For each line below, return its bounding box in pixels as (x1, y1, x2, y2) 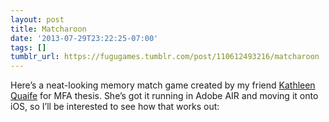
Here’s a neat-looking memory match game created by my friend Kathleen (10, 79, 316, 91)
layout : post (10, 14, 65, 25)
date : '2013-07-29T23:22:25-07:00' (10, 33, 159, 43)
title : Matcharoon (10, 24, 87, 34)
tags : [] (10, 42, 47, 53)
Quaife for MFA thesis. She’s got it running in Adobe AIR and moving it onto (10, 90, 319, 102)
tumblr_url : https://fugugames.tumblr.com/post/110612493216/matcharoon (10, 52, 320, 62)
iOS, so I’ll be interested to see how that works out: (10, 101, 220, 113)
